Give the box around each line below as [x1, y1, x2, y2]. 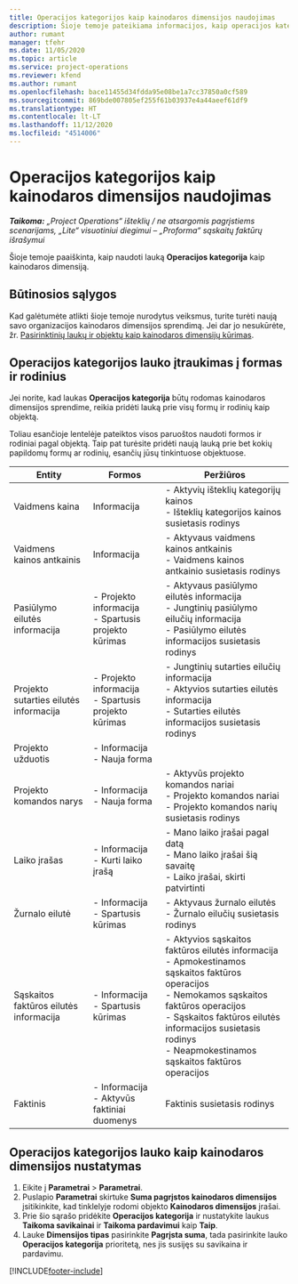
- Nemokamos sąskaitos [165, 989, 268, 1001]
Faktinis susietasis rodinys [165, 1098, 275, 1110]
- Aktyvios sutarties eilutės [165, 682, 278, 695]
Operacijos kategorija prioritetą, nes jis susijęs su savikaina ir [21, 1239, 248, 1250]
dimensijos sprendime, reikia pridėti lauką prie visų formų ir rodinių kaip [9, 402, 271, 413]
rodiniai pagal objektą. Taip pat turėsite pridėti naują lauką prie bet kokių [9, 438, 272, 449]
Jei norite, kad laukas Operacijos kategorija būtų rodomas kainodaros [9, 392, 266, 403]
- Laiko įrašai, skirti [165, 871, 246, 884]
